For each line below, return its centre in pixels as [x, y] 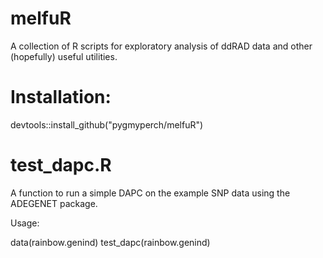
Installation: [61, 97]
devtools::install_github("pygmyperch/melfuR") [107, 124]
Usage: [25, 223]
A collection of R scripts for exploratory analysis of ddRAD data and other [161, 46]
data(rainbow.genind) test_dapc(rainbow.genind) [110, 242]
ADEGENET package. [54, 203]
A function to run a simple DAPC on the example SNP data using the [150, 193]
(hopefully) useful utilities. [64, 56]
